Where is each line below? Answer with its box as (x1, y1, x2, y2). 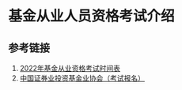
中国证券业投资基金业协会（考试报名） (19, 73, 145, 83)
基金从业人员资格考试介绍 (8, 7, 176, 25)
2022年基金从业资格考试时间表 (19, 64, 121, 73)
